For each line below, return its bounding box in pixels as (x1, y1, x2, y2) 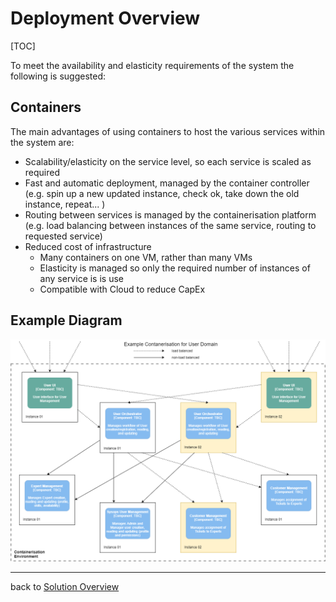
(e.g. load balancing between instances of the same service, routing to (24, 219, 317, 231)
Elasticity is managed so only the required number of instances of (39, 262, 311, 274)
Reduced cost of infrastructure (24, 240, 152, 252)
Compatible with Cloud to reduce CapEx (39, 283, 206, 295)
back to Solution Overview (10, 580, 120, 592)
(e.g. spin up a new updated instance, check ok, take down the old (24, 187, 300, 199)
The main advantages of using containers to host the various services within (10, 125, 326, 137)
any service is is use (39, 272, 124, 284)
